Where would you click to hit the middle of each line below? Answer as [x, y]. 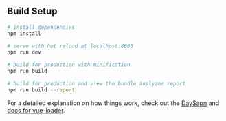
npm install [24, 34]
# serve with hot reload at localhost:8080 [70, 46]
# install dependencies [41, 27]
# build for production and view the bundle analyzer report [97, 84]
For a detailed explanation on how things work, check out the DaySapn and [113, 103]
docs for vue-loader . [36, 110]
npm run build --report [41, 90]
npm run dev [24, 52]
